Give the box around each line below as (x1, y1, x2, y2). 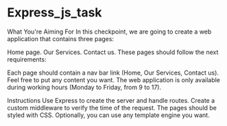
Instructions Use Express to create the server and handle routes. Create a (7, 96, 215, 104)
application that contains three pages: (7, 34, 115, 42)
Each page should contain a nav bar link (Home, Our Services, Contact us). (7, 68, 219, 77)
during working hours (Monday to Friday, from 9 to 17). (7, 83, 162, 91)
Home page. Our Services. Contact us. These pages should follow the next (7, 48, 219, 56)
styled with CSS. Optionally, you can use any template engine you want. (7, 111, 211, 119)
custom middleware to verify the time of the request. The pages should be (7, 103, 217, 112)
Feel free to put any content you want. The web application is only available (7, 75, 221, 84)
